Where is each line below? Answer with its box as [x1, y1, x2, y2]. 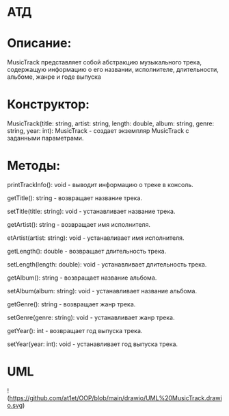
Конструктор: [7, 97, 90, 112]
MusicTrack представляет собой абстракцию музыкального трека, [7, 58, 202, 66]
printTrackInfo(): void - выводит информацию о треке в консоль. [7, 181, 193, 188]
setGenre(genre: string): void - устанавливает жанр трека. [7, 313, 175, 321]
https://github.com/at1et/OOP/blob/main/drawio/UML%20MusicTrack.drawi [9, 393, 222, 402]
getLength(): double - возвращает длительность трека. [7, 247, 167, 255]
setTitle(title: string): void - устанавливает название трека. [7, 207, 176, 215]
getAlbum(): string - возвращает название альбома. [7, 273, 157, 282]
